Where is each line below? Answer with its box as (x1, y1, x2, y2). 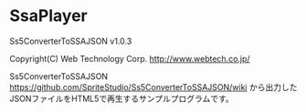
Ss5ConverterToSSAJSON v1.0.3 (9, 36, 132, 46)
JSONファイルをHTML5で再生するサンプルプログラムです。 (9, 93, 235, 104)
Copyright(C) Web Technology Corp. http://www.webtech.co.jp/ (9, 53, 250, 64)
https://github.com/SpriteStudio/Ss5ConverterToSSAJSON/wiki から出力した (9, 81, 298, 92)
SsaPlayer (9, 5, 89, 26)
